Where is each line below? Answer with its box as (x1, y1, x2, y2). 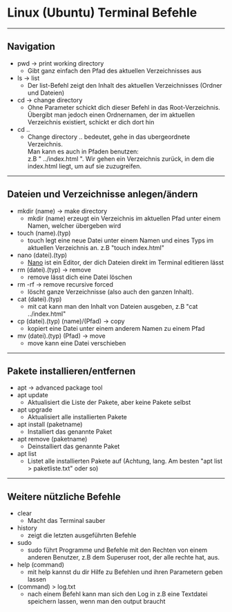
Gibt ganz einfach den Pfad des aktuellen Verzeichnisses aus (27, 66, 202, 75)
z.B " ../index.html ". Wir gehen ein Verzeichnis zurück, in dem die (27, 154, 215, 163)
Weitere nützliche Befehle (7, 490, 121, 502)
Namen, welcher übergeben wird (27, 221, 122, 229)
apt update (17, 391, 48, 399)
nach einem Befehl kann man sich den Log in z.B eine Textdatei (27, 590, 209, 598)
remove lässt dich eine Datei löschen (27, 273, 133, 281)
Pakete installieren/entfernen (7, 365, 136, 377)
